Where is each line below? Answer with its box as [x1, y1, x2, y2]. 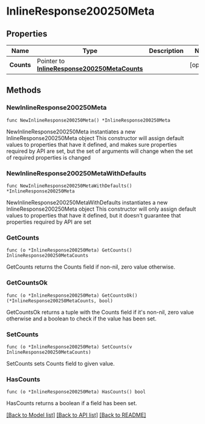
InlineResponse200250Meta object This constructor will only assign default [6, 205, 196, 213]
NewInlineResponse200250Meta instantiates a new [6, 128, 136, 135]
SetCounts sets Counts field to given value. [6, 359, 115, 367]
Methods [6, 85, 41, 96]
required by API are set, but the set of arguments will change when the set [6, 147, 193, 155]
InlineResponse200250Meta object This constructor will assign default [6, 134, 184, 141]
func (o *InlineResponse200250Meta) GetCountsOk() [6, 292, 138, 299]
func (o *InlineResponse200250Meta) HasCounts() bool [6, 389, 146, 395]
